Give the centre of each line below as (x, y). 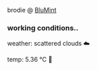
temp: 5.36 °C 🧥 (30, 60)
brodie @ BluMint (32, 10)
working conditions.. (43, 28)
